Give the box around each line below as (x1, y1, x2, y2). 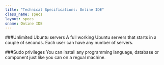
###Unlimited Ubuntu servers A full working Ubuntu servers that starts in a (5, 34, 157, 40)
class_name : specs (5, 12, 43, 17)
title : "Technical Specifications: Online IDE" (5, 7, 105, 12)
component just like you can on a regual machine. (5, 55, 106, 61)
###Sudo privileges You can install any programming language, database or (5, 49, 159, 55)
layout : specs (5, 16, 34, 21)
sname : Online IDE (5, 21, 43, 26)
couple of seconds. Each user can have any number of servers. (5, 40, 134, 46)
